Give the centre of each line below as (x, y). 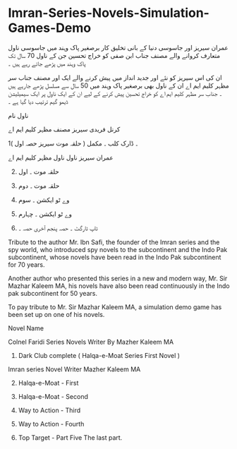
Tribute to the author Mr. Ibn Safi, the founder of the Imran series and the (114, 242)
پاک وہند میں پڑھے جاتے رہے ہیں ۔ (47, 63)
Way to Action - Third (49, 410)
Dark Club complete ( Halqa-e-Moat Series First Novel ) (99, 355)
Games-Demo (49, 28)
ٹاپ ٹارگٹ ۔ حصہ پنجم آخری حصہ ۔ (58, 228)
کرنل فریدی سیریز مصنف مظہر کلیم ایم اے (64, 129)
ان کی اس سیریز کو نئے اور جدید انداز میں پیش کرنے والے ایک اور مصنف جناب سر (115, 77)
